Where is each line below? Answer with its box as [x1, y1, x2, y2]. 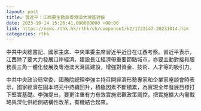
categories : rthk [6, 31, 50, 37]
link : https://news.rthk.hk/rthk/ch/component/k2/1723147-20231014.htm [6, 25, 188, 32]
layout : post [6, 8, 39, 15]
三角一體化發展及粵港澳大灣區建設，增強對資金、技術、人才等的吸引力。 [16, 64, 195, 71]
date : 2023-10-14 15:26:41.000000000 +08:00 [6, 20, 119, 26]
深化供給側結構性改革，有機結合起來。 [16, 98, 111, 106]
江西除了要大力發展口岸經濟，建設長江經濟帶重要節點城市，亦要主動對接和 [6, 56, 190, 63]
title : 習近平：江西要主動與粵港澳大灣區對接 [6, 14, 106, 20]
